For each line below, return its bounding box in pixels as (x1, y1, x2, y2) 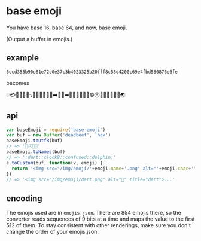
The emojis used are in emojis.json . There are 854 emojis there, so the (6, 209, 181, 216)
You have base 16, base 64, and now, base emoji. (6, 24, 127, 31)
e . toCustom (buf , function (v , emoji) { (6, 160, 103, 166)
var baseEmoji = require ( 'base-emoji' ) (6, 127, 106, 133)
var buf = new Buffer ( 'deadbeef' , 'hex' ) (6, 132, 111, 138)
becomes (6, 79, 29, 86)
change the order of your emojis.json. (6, 228, 99, 236)
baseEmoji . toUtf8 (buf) (6, 138, 63, 144)
